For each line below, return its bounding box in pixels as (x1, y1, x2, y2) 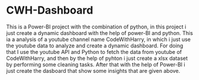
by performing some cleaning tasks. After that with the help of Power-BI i (6, 60, 186, 68)
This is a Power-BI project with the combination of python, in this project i (6, 23, 186, 30)
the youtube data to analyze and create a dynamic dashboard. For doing (6, 42, 184, 49)
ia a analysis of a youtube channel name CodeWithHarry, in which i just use (6, 36, 191, 43)
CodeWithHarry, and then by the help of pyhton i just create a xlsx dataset (6, 55, 188, 62)
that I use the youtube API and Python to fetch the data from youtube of (6, 48, 182, 55)
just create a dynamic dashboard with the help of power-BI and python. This (6, 29, 194, 36)
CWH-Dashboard (6, 4, 94, 17)
